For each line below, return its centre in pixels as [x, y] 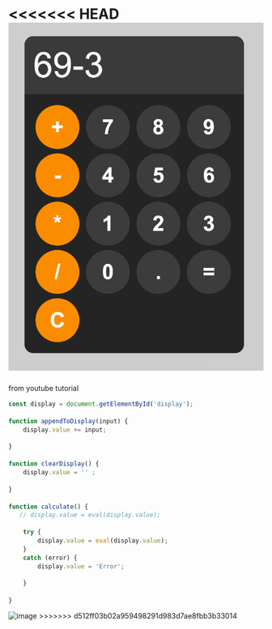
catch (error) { [51, 558]
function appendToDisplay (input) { [68, 421]
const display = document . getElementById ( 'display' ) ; [101, 404]
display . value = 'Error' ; [81, 566]
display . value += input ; [65, 430]
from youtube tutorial [44, 389]
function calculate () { [49, 507]
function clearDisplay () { [54, 464]
